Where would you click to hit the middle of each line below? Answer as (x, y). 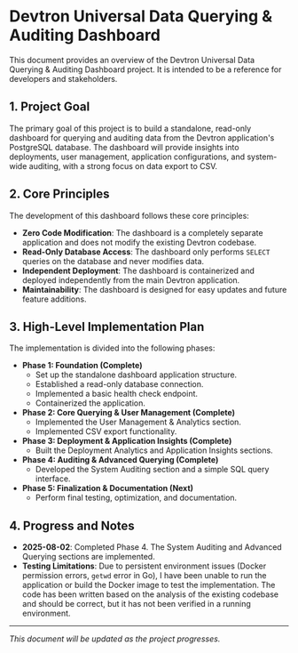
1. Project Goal (50, 107)
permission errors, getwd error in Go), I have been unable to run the (145, 576)
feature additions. (54, 299)
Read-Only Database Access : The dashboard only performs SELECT (146, 252)
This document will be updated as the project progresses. (115, 639)
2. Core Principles (59, 194)
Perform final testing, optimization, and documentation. (136, 498)
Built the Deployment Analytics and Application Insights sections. (154, 450)
